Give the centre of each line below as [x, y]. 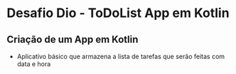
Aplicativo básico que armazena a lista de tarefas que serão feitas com [121, 56]
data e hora [34, 64]
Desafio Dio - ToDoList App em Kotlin [118, 13]
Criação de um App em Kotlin [73, 39]
